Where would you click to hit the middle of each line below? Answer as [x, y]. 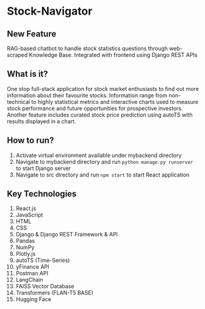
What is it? [27, 74]
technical [18, 101]
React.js [26, 208]
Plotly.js [26, 254]
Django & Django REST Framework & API [67, 234]
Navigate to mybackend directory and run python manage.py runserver [104, 162]
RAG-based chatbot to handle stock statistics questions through [88, 48]
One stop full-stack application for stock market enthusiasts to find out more [103, 89]
